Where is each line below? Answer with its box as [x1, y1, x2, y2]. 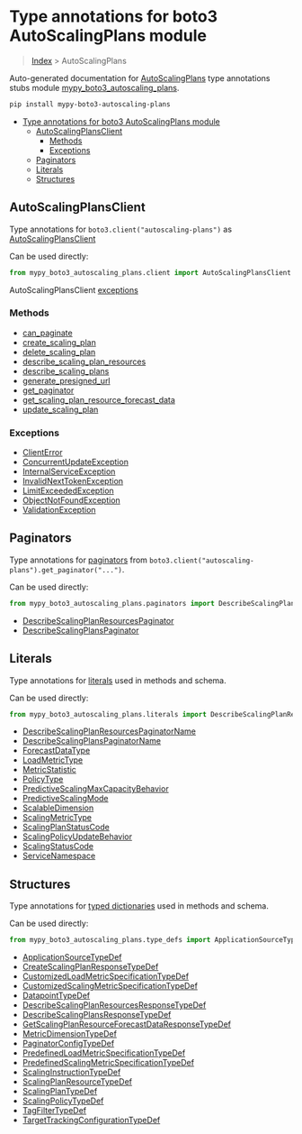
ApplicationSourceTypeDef [22, 952, 122, 963]
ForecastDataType [22, 745, 91, 756]
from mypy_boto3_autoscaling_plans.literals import [9, 709, 207, 718]
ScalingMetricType [22, 812, 93, 823]
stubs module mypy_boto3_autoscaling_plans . [9, 82, 180, 93]
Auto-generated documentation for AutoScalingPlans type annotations [9, 72, 271, 83]
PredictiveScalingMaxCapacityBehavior [22, 783, 169, 794]
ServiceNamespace [22, 850, 96, 862]
